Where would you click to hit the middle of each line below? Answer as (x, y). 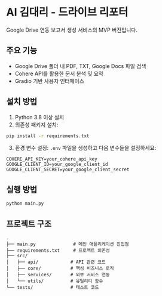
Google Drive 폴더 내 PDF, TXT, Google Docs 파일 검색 (80, 66)
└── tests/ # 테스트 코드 (53, 287)
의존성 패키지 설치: (36, 124)
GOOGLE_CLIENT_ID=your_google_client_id (57, 165)
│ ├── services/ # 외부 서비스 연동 (58, 275)
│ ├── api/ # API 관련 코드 (56, 262)
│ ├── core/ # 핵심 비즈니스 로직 (60, 268)
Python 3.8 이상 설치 (39, 117)
